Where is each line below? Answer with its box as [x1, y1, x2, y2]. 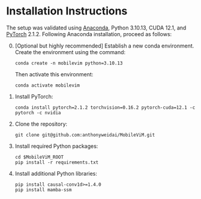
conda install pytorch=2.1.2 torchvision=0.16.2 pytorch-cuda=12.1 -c [14, 104, 196, 111]
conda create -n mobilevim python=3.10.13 [14, 60, 123, 66]
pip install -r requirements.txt [14, 159, 99, 165]
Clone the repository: [14, 120, 68, 127]
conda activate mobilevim [14, 82, 80, 88]
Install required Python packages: [14, 142, 98, 150]
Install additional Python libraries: [14, 170, 98, 177]
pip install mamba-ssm [14, 186, 72, 193]
